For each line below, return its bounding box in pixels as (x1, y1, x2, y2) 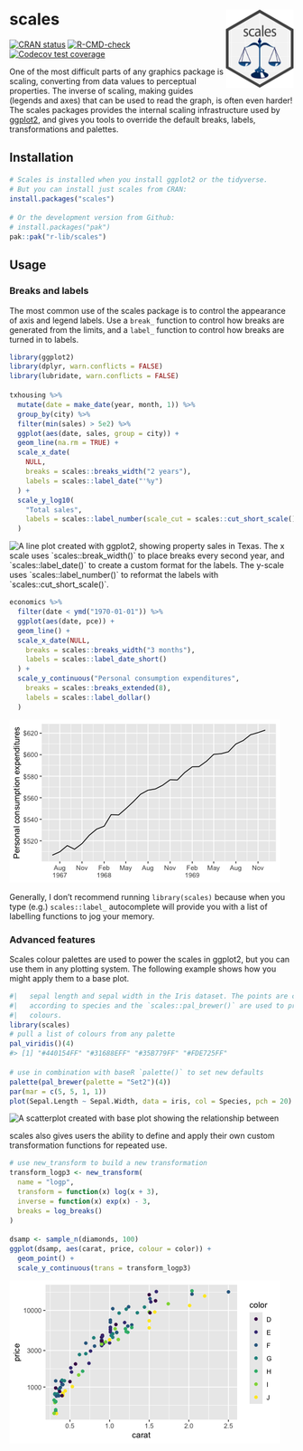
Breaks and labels (9, 285, 89, 298)
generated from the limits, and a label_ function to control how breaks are (9, 324, 285, 335)
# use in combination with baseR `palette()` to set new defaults (9, 1067, 264, 1076)
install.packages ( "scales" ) (9, 194, 115, 204)
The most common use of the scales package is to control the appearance (9, 305, 286, 316)
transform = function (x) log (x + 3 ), (17, 1188, 160, 1197)
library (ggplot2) (9, 353, 75, 362)
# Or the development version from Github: (9, 213, 176, 223)
